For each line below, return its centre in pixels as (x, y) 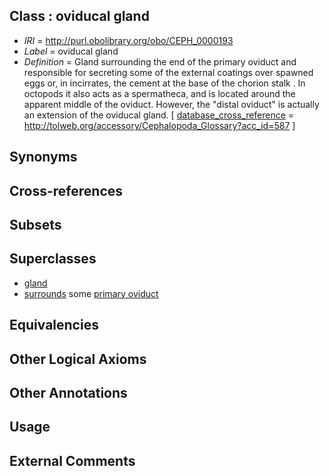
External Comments (72, 460)
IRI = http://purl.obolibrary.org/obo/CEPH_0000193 (128, 40)
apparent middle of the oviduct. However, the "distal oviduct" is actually (171, 104)
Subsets (35, 224)
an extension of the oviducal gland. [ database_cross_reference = (159, 115)
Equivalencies (54, 325)
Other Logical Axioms (78, 359)
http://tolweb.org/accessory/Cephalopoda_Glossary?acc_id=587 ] (159, 125)
